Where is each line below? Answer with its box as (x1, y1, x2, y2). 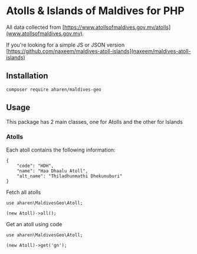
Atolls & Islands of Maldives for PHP (6, 4, 185, 18)
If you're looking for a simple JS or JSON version (6, 41, 125, 48)
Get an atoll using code (6, 220, 63, 227)
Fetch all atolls (6, 189, 41, 196)
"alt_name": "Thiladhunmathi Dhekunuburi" (17, 173, 123, 179)
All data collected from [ (6, 24, 65, 31)
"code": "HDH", (17, 163, 54, 169)
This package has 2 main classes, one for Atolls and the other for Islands (6, 118, 183, 125)
